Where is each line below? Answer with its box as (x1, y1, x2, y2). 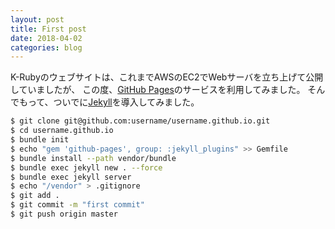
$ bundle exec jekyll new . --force (10, 162, 163, 173)
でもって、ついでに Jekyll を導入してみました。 (10, 96, 200, 108)
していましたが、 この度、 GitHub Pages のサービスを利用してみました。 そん (10, 84, 326, 96)
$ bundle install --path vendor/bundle (10, 153, 177, 163)
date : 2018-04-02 (10, 33, 83, 43)
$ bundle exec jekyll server (10, 172, 132, 182)
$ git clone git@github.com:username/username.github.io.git (10, 116, 271, 126)
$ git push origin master (10, 209, 118, 219)
